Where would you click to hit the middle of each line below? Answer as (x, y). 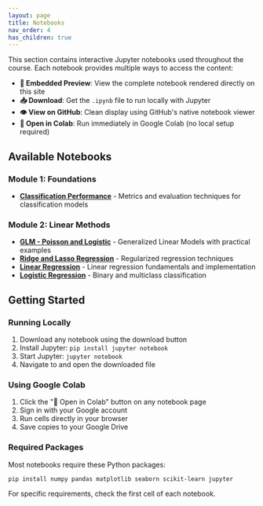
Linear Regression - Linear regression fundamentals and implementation (137, 267)
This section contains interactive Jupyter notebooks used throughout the (126, 60)
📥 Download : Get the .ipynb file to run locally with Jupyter (115, 101)
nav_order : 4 (29, 30)
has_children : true (40, 37)
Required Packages (46, 447)
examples (35, 250)
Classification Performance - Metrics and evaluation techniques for (130, 196)
